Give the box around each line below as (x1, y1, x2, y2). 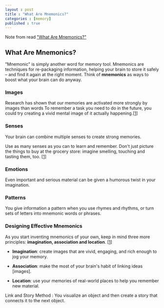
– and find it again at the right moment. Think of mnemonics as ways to (5, 72, 149, 78)
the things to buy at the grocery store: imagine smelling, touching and (5, 148, 145, 154)
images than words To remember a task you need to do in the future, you (5, 105, 152, 111)
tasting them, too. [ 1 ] (5, 153, 47, 159)
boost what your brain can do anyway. (5, 77, 82, 83)
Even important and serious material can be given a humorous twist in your (5, 177, 156, 183)
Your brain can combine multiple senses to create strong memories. (5, 134, 142, 140)
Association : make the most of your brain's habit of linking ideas (12, 263, 143, 269)
